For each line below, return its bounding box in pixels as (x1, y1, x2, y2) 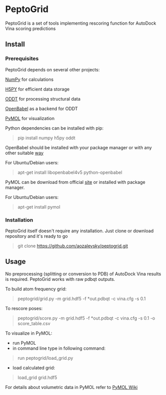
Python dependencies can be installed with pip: (5, 125, 104, 131)
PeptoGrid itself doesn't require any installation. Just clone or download (5, 228, 154, 234)
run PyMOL (12, 340, 36, 346)
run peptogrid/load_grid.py (17, 355, 73, 361)
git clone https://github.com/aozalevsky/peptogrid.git (17, 243, 128, 249)
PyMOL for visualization (5, 115, 55, 121)
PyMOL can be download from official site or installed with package (5, 179, 146, 185)
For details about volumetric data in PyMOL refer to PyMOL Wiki (5, 384, 138, 390)
